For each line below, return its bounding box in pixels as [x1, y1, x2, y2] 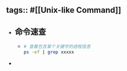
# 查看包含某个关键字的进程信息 [23, 44, 91, 50]
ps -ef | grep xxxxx [23, 49, 74, 55]
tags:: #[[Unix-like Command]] [6, 5, 122, 15]
